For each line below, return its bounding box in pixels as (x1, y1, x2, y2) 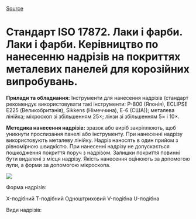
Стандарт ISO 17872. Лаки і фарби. (6, 26, 183, 39)
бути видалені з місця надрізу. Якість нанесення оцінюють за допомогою (6, 155, 190, 162)
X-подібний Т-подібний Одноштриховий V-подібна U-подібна (6, 195, 160, 202)
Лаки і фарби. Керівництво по (6, 38, 159, 51)
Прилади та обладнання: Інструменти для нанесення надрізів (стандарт (6, 94, 189, 101)
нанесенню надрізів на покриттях (6, 50, 181, 64)
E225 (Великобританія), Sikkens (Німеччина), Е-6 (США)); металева (6, 106, 175, 113)
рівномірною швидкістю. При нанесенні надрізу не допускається (6, 142, 170, 150)
